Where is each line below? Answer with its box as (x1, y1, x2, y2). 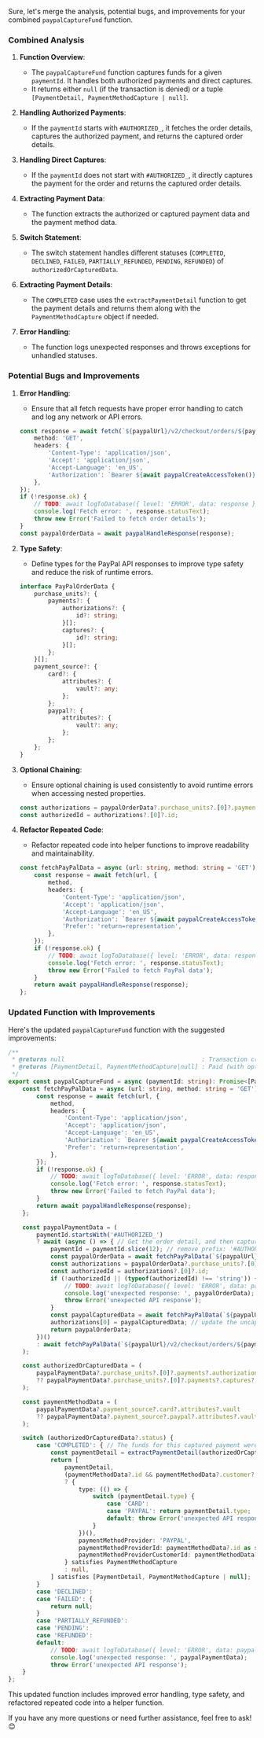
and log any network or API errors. (31, 412, 143, 422)
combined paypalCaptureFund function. (8, 15, 134, 24)
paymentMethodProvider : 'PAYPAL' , (78, 1537, 192, 1545)
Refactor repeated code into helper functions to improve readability (31, 841, 250, 850)
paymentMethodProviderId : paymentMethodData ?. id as (78, 1544, 251, 1552)
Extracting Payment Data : (19, 194, 105, 204)
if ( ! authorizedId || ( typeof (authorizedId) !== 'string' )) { (49, 1274, 258, 1283)
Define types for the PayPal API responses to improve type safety (31, 558, 244, 569)
